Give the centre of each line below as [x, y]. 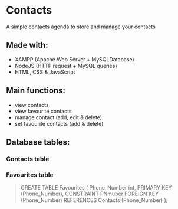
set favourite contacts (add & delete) [59, 123]
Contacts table [28, 159]
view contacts [32, 105]
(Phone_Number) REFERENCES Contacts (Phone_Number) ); [94, 200]
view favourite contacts [43, 111]
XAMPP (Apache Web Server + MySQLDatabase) [74, 59]
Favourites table [30, 175]
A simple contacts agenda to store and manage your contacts [81, 27]
